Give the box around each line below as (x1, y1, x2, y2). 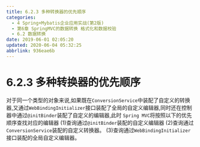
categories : (6, 14, 36, 20)
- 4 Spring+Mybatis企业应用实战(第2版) (11, 20, 104, 26)
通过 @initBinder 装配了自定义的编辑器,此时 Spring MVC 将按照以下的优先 (16, 112, 192, 119)
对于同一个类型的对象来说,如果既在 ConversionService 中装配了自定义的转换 (6, 97, 190, 104)
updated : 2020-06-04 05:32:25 (6, 43, 82, 49)
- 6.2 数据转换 (11, 31, 46, 37)
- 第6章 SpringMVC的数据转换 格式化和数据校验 (11, 25, 117, 32)
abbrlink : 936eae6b (6, 48, 55, 54)
